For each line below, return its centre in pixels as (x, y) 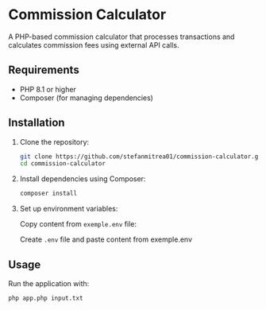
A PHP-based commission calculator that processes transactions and (121, 37)
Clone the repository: (54, 141)
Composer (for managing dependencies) (86, 98)
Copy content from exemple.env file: (78, 224)
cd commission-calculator (62, 164)
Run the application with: (49, 283)
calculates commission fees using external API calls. (94, 45)
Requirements (44, 70)
